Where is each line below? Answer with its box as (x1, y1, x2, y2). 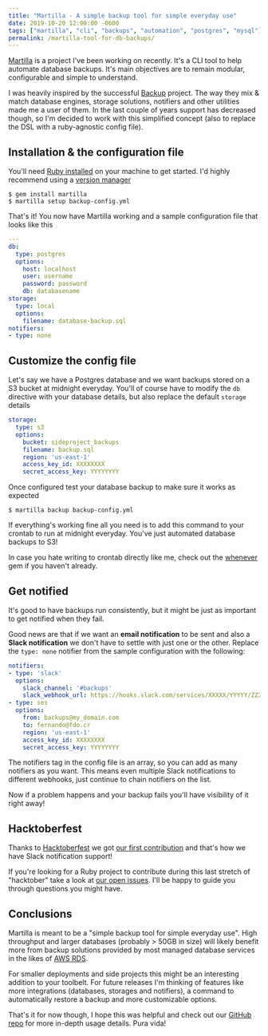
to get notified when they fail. (8, 614, 105, 623)
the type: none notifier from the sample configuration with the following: (8, 646, 246, 655)
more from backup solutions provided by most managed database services (8, 945, 255, 955)
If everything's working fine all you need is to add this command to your (8, 520, 245, 530)
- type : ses (8, 699, 48, 707)
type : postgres (15, 250, 66, 258)
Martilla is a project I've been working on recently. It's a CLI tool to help (8, 56, 242, 65)
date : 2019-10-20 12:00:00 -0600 (8, 19, 120, 27)
